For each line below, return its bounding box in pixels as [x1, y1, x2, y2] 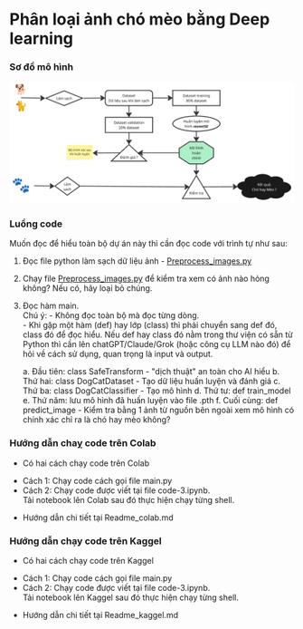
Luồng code [9, 218, 63, 230]
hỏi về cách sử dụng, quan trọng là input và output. [22, 349, 213, 360]
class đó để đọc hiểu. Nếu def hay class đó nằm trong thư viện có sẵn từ [22, 329, 293, 340]
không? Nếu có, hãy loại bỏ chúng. [22, 283, 153, 294]
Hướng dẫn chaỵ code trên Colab [9, 437, 156, 450]
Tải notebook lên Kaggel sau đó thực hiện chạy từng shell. [22, 592, 240, 603]
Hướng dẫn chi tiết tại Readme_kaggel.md [22, 609, 179, 620]
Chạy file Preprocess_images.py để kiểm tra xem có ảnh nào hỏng [22, 273, 270, 285]
